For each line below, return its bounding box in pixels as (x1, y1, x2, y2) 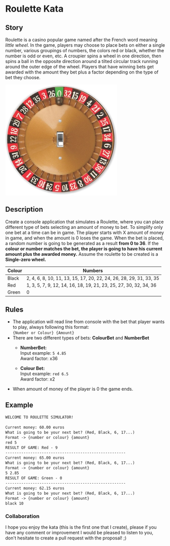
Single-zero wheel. (5, 256, 47, 262)
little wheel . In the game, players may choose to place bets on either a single (5, 42, 165, 48)
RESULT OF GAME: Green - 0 (5, 475, 62, 481)
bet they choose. (5, 75, 41, 80)
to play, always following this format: (12, 324, 89, 330)
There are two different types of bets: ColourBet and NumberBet (12, 335, 150, 341)
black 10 (5, 501, 24, 506)
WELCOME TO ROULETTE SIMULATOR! (5, 415, 74, 420)
